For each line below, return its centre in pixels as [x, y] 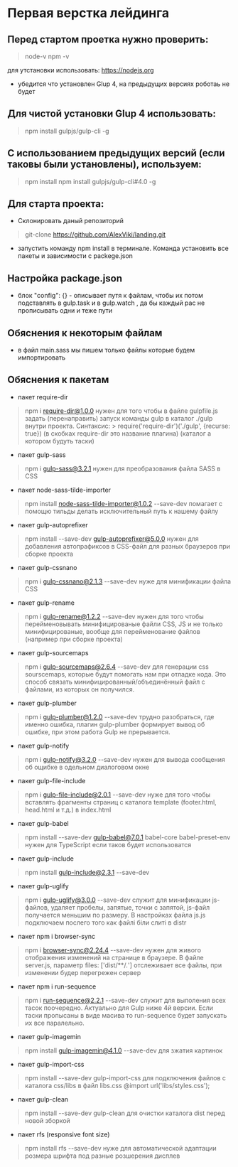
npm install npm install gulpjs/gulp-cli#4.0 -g [90, 181]
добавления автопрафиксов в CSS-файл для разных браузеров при [128, 546]
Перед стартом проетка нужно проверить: [108, 39]
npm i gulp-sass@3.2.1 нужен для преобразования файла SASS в [123, 468]
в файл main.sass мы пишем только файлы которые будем [106, 350]
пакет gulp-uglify [43, 886]
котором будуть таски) [59, 441]
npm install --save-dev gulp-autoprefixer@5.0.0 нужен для [112, 539]
